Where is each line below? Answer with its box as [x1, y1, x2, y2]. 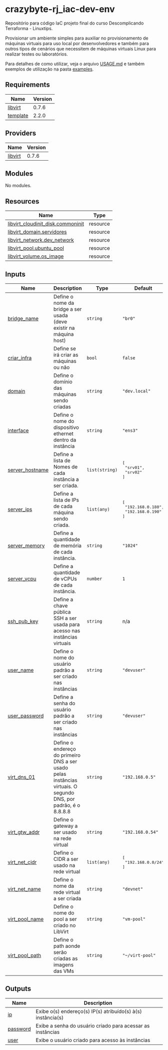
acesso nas [53, 627, 80, 634]
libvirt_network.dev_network [7, 237, 74, 244]
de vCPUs [53, 576, 77, 582]
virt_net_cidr [7, 859, 37, 865]
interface [7, 427, 29, 434]
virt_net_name [7, 886, 41, 892]
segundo [53, 789, 74, 796]
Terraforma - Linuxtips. [5, 25, 53, 31]
